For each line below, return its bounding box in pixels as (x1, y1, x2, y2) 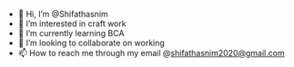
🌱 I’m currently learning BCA (17, 28, 125, 38)
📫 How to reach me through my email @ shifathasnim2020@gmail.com (17, 48, 285, 58)
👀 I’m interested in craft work (17, 18, 127, 29)
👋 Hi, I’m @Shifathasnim (17, 9, 109, 19)
